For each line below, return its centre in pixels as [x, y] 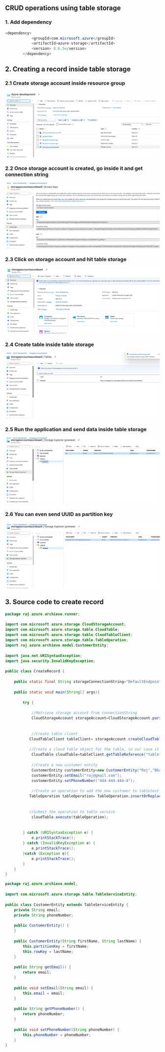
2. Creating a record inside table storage [68, 69]
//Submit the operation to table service [72, 812]
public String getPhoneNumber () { [49, 1009]
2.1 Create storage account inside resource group [65, 83]
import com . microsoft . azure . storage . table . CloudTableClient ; [69, 635]
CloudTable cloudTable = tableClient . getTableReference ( [89, 755]
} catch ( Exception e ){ [46, 854]
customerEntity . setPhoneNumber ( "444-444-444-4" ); [83, 780]
